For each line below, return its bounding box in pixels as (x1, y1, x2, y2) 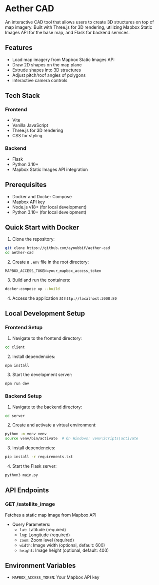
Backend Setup (5, 393, 42, 399)
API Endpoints (5, 486, 49, 495)
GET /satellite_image (5, 501, 55, 508)
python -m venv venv (5, 432, 47, 437)
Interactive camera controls (12, 77, 68, 83)
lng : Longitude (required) (19, 532, 70, 538)
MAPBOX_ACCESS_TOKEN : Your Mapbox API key (12, 574, 99, 580)
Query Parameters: (12, 521, 50, 527)
